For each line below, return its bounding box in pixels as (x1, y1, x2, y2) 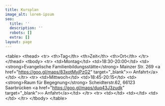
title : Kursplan (5, 7, 39, 12)
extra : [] (9, 35, 30, 40)
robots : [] (9, 30, 32, 35)
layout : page (5, 40, 32, 45)
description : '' (9, 26, 43, 31)
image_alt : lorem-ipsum (5, 12, 55, 17)
